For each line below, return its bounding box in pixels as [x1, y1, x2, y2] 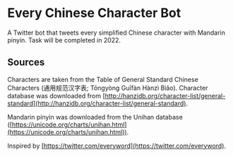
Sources [7, 57, 45, 69]
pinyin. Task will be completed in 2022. [7, 35, 121, 44]
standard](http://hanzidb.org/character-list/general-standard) [7, 99, 186, 107]
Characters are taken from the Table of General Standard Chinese [7, 75, 199, 83]
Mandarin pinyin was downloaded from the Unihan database [7, 112, 184, 121]
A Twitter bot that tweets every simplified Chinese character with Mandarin [7, 28, 226, 37]
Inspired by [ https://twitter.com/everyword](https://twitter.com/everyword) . [7, 141, 227, 150]
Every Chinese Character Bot [7, 5, 181, 21]
